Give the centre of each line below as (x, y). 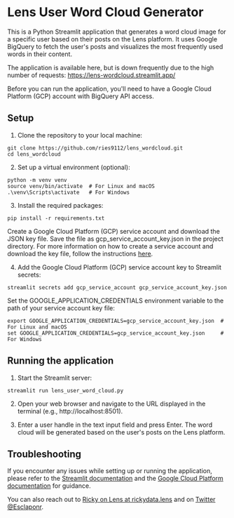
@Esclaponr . (26, 507)
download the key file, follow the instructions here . (80, 253)
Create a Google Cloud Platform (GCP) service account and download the (114, 231)
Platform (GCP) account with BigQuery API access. (81, 96)
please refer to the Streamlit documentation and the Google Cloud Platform (116, 479)
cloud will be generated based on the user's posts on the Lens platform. (121, 432)
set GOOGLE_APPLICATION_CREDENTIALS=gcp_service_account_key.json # (116, 333)
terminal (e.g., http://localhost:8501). (70, 411)
